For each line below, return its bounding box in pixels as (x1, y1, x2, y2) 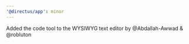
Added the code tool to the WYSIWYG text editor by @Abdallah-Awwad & (6, 25, 184, 32)
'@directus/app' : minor (6, 8, 65, 15)
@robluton (6, 31, 32, 38)
